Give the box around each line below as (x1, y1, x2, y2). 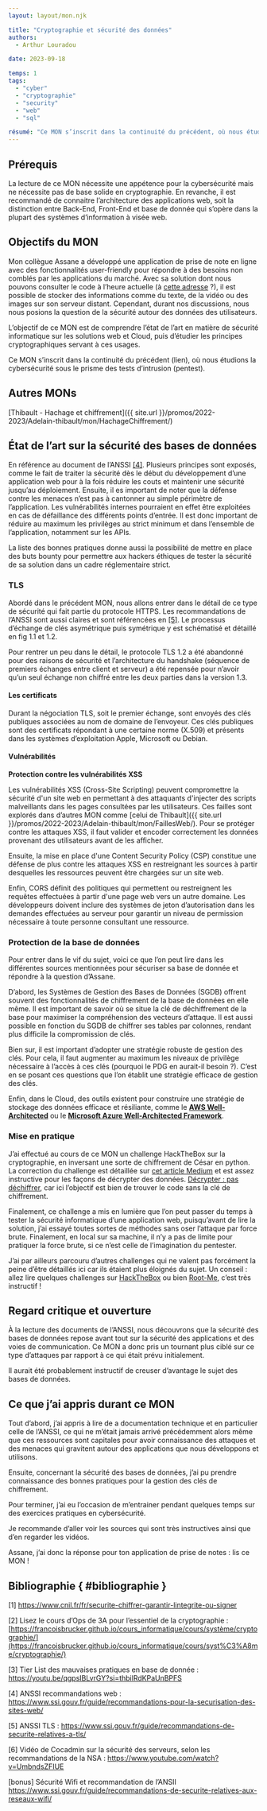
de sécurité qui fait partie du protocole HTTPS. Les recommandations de (8, 606, 246, 616)
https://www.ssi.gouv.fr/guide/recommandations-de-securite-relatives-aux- (8, 1786, 257, 1795)
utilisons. (8, 1452, 38, 1462)
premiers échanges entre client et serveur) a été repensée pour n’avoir (8, 664, 240, 673)
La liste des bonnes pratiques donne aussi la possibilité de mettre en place (8, 543, 253, 553)
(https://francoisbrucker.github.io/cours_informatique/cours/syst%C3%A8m (8, 1641, 258, 1650)
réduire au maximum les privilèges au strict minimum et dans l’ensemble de (8, 519, 255, 529)
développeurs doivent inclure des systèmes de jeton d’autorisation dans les (8, 900, 255, 910)
